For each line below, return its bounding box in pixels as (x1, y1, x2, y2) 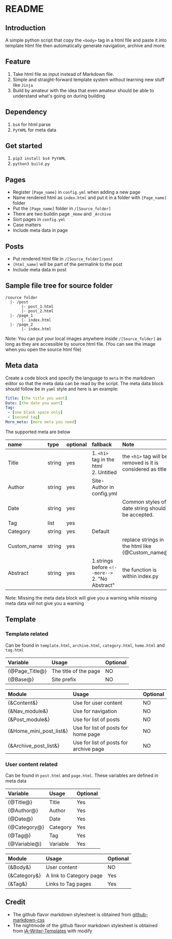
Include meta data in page (12, 227, 68, 233)
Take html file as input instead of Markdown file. (12, 71, 114, 77)
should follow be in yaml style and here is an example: (5, 386, 119, 392)
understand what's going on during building (12, 93, 105, 99)
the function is (122, 566, 157, 573)
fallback (92, 441, 112, 448)
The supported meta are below (5, 429, 71, 435)
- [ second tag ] (7, 415, 40, 420)
